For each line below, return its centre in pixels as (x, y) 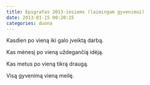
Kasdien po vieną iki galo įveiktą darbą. (55, 41)
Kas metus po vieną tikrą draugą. (47, 64)
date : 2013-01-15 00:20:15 (40, 18)
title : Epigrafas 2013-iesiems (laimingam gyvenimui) (76, 12)
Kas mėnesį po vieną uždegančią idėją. (55, 52)
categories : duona (29, 23)
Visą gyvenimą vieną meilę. (40, 76)
